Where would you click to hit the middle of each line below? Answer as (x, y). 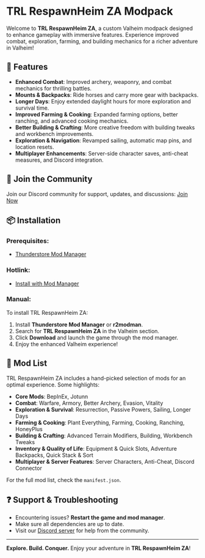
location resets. (34, 147)
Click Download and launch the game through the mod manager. (97, 337)
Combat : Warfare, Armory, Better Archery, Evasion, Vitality (89, 403)
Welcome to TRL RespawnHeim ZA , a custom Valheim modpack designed (100, 28)
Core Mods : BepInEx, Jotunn (52, 396)
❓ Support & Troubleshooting (62, 500)
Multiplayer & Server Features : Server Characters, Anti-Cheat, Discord (105, 461)
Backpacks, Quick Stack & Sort (54, 455)
